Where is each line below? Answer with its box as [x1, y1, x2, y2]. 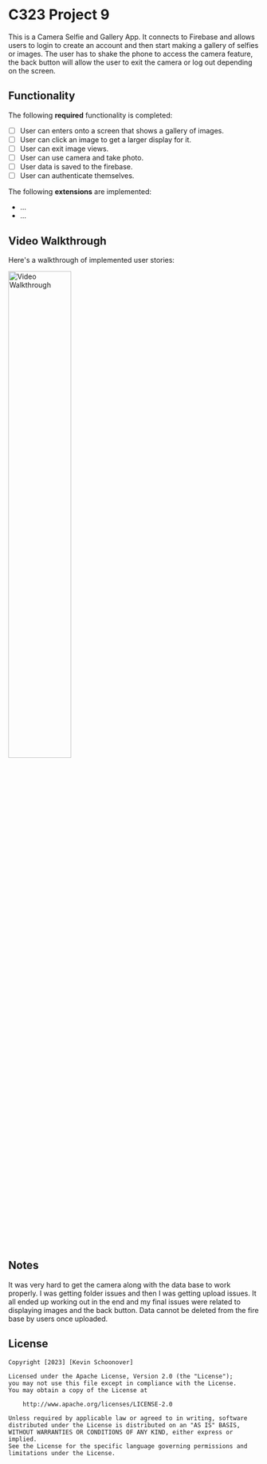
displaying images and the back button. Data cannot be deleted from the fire [8, 1305, 259, 1315]
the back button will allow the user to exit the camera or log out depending [8, 58, 253, 67]
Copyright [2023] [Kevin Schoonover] [8, 1358, 134, 1367]
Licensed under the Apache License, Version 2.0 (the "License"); [8, 1372, 234, 1380]
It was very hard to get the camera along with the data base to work [8, 1280, 231, 1289]
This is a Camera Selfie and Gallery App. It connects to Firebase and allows [8, 32, 255, 42]
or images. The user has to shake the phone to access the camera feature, [8, 49, 253, 58]
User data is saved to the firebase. [19, 162, 133, 171]
